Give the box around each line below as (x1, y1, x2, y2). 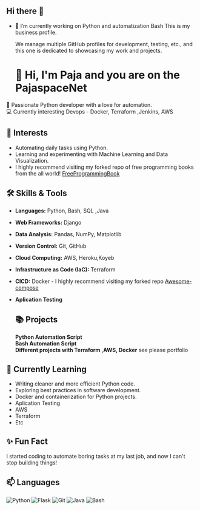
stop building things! (6, 459, 58, 466)
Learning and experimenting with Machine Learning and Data (15, 150, 168, 158)
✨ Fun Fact (6, 437, 48, 447)
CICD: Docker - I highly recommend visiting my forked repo (15, 277, 164, 285)
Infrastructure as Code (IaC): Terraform (15, 266, 116, 273)
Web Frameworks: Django (15, 219, 82, 226)
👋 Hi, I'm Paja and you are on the (15, 68, 180, 82)
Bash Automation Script (15, 340, 77, 347)
